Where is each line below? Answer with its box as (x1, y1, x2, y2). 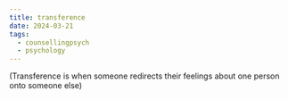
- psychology (17, 46, 66, 55)
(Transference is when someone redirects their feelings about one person (9, 70, 280, 81)
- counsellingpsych (17, 37, 90, 47)
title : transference (9, 12, 86, 22)
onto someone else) (9, 80, 83, 91)
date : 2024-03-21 (9, 21, 74, 30)
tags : (9, 29, 29, 38)
